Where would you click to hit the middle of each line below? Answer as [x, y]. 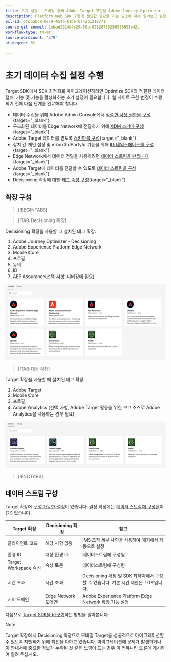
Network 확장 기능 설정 [105, 602]
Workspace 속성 [24, 568]
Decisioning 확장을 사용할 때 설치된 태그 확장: [51, 231]
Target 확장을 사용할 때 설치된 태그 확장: [45, 379]
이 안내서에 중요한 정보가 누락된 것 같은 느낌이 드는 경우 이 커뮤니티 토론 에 [78, 648]
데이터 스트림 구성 [32, 493]
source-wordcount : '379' [32, 38]
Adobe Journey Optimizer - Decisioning [54, 241]
